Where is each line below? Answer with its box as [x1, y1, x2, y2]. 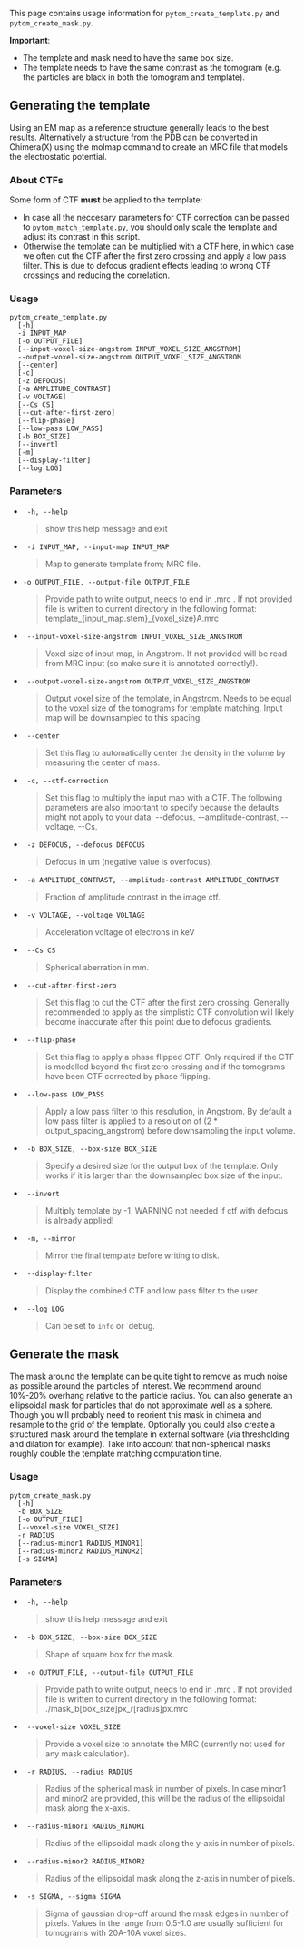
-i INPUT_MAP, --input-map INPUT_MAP [26, 542, 170, 552]
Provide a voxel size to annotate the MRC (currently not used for [44, 1738, 286, 1750]
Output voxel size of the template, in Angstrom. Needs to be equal [44, 693, 292, 703]
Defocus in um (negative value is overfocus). [44, 856, 213, 867]
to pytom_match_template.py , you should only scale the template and [22, 221, 278, 232]
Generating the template [9, 98, 151, 113]
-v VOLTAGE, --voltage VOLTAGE [26, 910, 145, 919]
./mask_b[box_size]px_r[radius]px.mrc [44, 1704, 189, 1715]
